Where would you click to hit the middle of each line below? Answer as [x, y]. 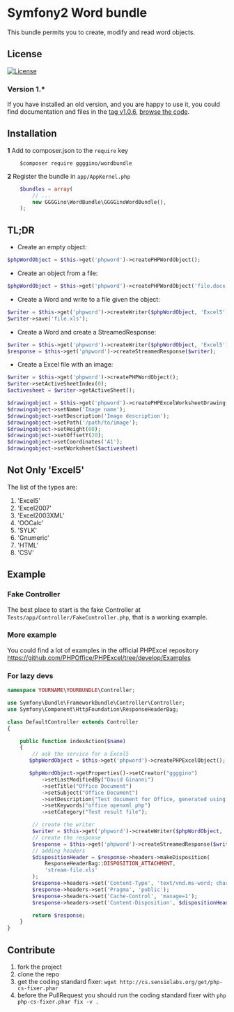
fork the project [40, 967]
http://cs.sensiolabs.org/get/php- [171, 982]
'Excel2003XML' [41, 515]
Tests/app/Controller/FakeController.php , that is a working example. [107, 617]
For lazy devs [30, 675]
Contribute [31, 950]
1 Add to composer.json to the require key [68, 150]
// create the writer [64, 825]
